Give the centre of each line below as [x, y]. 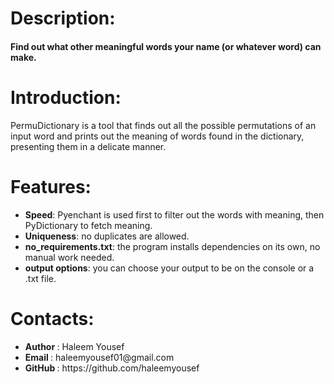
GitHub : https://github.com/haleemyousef [112, 368]
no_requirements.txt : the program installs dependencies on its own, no [172, 246]
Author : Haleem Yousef [74, 346]
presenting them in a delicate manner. [88, 146]
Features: [51, 186]
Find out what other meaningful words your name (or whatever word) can [166, 46]
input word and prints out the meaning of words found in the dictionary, [157, 136]
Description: [63, 18]
